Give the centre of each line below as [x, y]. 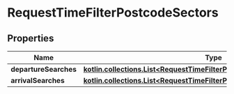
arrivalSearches [38, 81]
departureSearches [44, 69]
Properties [31, 38]
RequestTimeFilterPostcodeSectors [113, 13]
